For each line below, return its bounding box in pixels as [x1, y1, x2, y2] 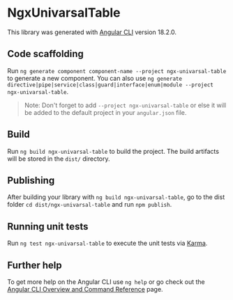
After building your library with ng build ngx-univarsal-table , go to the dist [7, 193, 225, 201]
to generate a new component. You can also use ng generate [7, 74, 183, 82]
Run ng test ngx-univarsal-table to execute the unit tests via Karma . [7, 239, 208, 248]
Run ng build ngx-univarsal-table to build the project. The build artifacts [7, 147, 220, 155]
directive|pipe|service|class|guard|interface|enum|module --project [7, 81, 214, 88]
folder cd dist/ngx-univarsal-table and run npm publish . [7, 200, 172, 209]
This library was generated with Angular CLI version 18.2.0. [7, 28, 176, 36]
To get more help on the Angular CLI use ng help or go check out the [7, 278, 205, 286]
